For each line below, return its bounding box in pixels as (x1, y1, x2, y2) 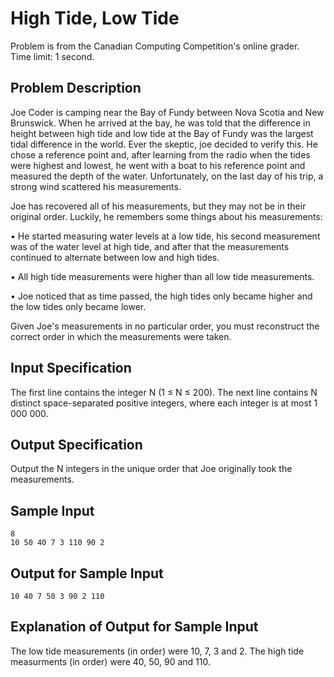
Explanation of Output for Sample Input (10, 618, 259, 636)
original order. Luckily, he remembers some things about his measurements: (10, 210, 323, 222)
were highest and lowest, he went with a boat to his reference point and (10, 159, 306, 171)
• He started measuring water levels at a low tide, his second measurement (10, 230, 321, 242)
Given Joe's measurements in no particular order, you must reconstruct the (10, 320, 320, 332)
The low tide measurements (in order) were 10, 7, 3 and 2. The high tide (10, 645, 305, 657)
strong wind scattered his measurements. (10, 180, 182, 192)
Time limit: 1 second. (10, 50, 95, 62)
